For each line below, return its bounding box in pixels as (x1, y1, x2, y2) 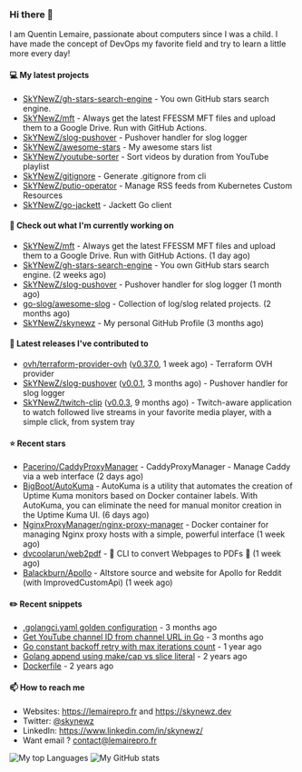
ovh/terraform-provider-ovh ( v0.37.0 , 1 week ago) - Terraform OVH (22, 358, 273, 369)
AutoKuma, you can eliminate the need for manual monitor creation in (22, 500, 282, 511)
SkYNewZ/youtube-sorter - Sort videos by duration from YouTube (22, 151, 269, 162)
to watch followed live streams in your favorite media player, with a (22, 406, 272, 417)
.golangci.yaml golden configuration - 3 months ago (22, 622, 218, 633)
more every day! (9, 48, 71, 59)
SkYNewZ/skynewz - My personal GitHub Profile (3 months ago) (22, 317, 265, 328)
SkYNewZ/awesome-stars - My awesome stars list (22, 141, 213, 153)
